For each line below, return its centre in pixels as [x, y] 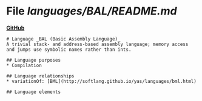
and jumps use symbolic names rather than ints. [69, 50]
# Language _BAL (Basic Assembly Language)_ [63, 39]
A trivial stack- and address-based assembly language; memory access [97, 44]
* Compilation [24, 65]
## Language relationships [40, 76]
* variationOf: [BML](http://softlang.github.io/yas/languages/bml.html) [102, 81]
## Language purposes [34, 60]
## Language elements [34, 92]
